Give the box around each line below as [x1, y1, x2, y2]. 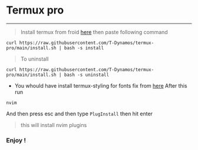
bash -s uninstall [64, 72, 110, 78]
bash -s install [64, 45, 104, 51]
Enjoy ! [6, 136, 27, 144]
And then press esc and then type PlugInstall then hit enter [6, 110, 153, 117]
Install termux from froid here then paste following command [20, 28, 168, 35]
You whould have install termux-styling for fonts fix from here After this [14, 82, 187, 89]
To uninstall [20, 55, 49, 62]
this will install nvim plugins [20, 121, 87, 128]
